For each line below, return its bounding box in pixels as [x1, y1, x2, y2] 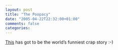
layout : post [5, 7, 33, 12]
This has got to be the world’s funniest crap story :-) [5, 39, 113, 45]
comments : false [5, 21, 39, 26]
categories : [5, 26, 30, 31]
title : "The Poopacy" [5, 12, 51, 17]
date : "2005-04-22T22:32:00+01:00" [5, 16, 80, 21]
